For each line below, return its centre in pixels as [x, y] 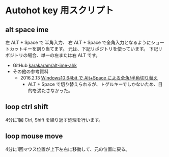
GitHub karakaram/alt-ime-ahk [45, 65]
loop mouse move [34, 136]
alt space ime [27, 29]
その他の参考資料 [31, 71]
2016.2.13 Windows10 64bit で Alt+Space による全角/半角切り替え [89, 78]
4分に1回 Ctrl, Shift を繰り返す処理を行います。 [54, 120]
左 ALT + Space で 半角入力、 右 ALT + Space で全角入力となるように [78, 42]
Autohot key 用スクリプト [60, 10]
